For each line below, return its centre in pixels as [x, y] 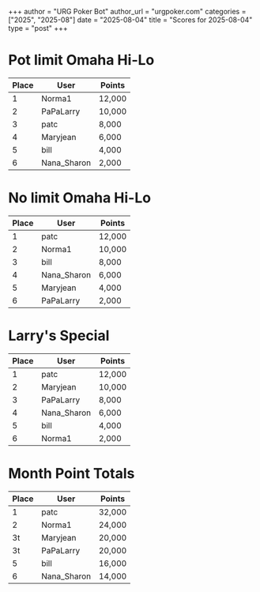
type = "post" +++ [38, 28]
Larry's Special [59, 336]
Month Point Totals [72, 473]
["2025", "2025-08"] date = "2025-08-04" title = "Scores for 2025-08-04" [130, 20]
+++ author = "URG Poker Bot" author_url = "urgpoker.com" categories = [127, 11]
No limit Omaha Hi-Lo [80, 198]
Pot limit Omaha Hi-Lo [81, 60]
